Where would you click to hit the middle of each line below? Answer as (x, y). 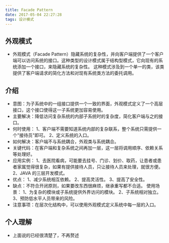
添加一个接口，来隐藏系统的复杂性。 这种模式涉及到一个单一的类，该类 (91, 67)
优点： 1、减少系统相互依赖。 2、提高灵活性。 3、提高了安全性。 (80, 179)
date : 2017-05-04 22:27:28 (34, 15)
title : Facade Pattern (29, 10)
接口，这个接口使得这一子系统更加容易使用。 (59, 110)
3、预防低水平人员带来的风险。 (45, 198)
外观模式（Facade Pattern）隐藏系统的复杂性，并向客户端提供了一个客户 (88, 54)
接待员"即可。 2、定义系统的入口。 (55, 135)
